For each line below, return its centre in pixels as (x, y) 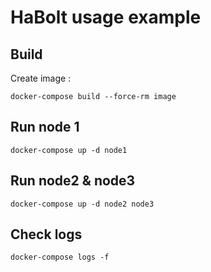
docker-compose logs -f (60, 257)
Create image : (41, 78)
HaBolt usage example (106, 17)
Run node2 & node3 (73, 181)
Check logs (46, 234)
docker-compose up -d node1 (69, 150)
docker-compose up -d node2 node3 (82, 204)
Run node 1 (45, 127)
